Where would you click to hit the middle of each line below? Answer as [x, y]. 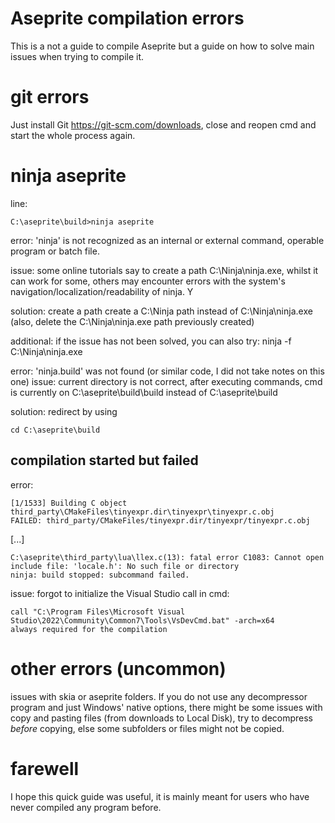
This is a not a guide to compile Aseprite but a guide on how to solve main [162, 46]
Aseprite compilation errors [127, 18]
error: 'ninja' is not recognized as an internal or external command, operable [167, 240]
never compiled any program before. [86, 807]
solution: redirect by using [64, 411]
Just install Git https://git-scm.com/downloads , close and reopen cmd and [163, 124]
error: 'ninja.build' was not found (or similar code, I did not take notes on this [167, 371]
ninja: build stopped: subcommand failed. [100, 575]
